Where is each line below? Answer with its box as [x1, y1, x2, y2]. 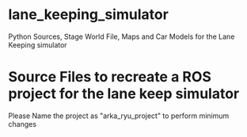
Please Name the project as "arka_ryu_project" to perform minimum [8, 111, 230, 120]
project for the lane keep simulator [8, 85, 240, 103]
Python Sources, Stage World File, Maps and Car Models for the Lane [8, 32, 235, 41]
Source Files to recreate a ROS [8, 68, 212, 86]
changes [8, 119, 37, 128]
